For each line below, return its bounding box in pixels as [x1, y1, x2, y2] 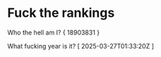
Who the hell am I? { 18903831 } [7, 28, 100, 37]
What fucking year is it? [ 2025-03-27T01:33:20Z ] [7, 42, 154, 50]
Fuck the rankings [7, 5, 115, 21]
